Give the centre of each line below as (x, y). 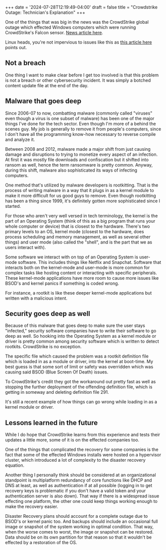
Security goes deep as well (48, 314)
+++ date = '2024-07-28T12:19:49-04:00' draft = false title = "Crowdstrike (81, 7)
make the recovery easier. (32, 507)
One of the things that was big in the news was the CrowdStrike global (77, 22)
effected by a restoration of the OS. (41, 543)
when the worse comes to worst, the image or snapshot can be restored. (79, 532)
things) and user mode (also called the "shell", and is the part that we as (79, 242)
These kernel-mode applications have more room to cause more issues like (82, 278)
